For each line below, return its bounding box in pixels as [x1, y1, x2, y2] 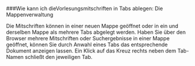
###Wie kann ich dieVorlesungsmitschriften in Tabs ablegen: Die [6, 5, 163, 12]
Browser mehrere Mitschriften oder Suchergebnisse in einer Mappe [6, 35, 170, 41]
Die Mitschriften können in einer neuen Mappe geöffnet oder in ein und [6, 23, 179, 29]
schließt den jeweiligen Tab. [25, 54, 93, 60]
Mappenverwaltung [6, 11, 54, 18]
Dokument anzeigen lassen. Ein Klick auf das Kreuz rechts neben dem [6, 47, 177, 54]
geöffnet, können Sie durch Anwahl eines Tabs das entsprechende [6, 41, 168, 48]
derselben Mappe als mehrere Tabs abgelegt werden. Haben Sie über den [6, 29, 186, 36]
